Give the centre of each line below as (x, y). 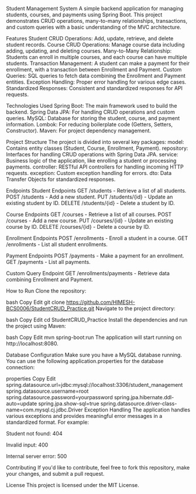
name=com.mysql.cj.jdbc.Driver (44, 410)
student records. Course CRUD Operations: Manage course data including (96, 44)
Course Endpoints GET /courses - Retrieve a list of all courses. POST (89, 214)
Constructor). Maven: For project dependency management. (78, 131)
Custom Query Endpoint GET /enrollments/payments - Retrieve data (88, 273)
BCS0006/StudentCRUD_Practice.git (50, 308)
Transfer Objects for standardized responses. (61, 179)
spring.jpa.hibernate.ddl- (144, 397)
